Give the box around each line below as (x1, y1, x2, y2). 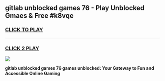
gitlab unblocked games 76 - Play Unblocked (5, 4, 145, 12)
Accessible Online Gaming (5, 70, 60, 76)
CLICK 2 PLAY (5, 45, 39, 52)
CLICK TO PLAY (5, 27, 43, 33)
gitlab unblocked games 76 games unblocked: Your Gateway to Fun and (5, 65, 155, 71)
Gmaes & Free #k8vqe (5, 12, 74, 20)
